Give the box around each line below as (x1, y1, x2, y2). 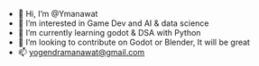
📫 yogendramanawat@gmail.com (17, 47, 145, 57)
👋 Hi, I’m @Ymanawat (17, 9, 98, 19)
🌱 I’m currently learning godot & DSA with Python (17, 28, 201, 37)
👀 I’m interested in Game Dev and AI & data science (17, 18, 209, 29)
